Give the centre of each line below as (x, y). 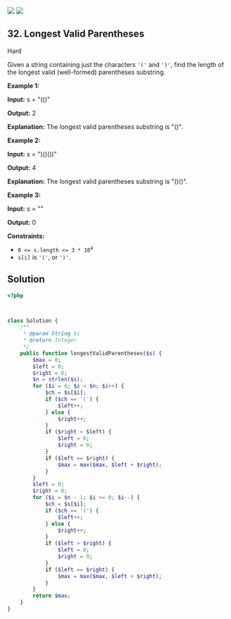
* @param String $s (51, 334)
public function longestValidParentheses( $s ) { (91, 353)
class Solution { (33, 321)
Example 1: (24, 85)
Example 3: (24, 195)
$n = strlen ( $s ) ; (58, 380)
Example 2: (24, 140)
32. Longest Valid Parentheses (76, 34)
